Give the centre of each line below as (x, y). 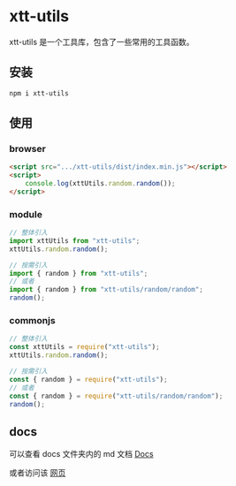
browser (27, 148)
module (26, 214)
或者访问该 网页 (38, 473)
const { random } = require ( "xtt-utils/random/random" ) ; (116, 396)
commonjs (32, 321)
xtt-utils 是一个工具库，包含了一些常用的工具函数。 (102, 42)
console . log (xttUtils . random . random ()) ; (100, 184)
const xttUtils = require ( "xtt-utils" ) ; (85, 347)
